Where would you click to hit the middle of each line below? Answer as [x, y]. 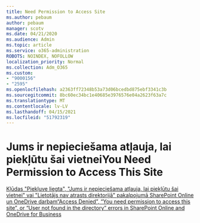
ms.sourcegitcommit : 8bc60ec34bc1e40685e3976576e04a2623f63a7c [87, 95]
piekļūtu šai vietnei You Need [79, 160]
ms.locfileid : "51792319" [38, 117]
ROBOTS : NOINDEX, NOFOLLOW [40, 56]
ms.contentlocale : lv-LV [37, 106]
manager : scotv [25, 28]
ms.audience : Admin [30, 39]
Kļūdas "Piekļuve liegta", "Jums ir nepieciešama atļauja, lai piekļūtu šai [93, 189]
